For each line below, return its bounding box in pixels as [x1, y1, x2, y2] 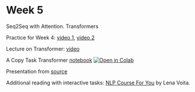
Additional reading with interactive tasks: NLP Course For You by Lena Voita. [6, 79, 190, 86]
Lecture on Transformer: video [6, 45, 80, 52]
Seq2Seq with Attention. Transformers [6, 23, 98, 30]
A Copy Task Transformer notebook [6, 56, 93, 63]
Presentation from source [6, 68, 68, 75]
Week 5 [6, 3, 44, 17]
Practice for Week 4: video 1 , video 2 [6, 34, 95, 41]
